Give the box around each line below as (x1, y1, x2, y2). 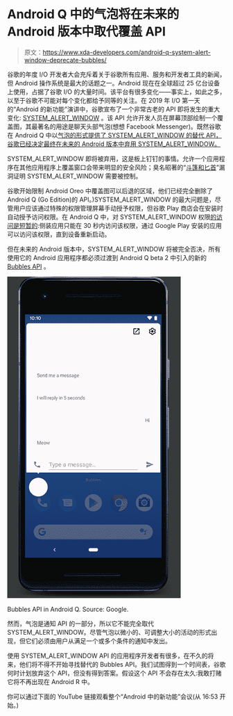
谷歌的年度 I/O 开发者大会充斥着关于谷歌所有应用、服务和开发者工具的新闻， (7, 70, 226, 79)
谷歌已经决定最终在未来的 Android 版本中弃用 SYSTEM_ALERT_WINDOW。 (7, 140, 221, 148)
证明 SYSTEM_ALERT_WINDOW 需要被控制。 (12, 172, 142, 180)
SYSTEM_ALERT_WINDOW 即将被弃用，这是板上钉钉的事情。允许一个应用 (7, 154, 220, 163)
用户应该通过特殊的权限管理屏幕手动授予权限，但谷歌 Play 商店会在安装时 (12, 204, 223, 212)
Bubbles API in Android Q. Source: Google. (7, 605, 129, 613)
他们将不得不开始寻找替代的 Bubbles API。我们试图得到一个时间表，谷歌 (19, 660, 226, 668)
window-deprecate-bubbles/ (24, 56, 107, 64)
